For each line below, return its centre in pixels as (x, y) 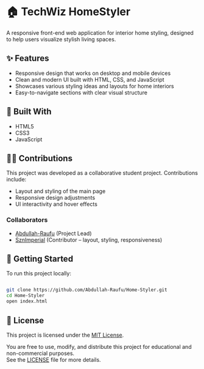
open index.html (27, 301)
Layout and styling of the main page (60, 191)
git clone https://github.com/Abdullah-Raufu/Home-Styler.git (87, 290)
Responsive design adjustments (55, 198)
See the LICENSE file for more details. (54, 359)
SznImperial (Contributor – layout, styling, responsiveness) (89, 240)
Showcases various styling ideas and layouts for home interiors (95, 86)
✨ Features (28, 58)
